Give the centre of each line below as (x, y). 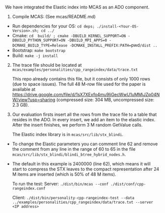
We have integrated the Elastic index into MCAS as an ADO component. (77, 7)
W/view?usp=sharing (34, 100)
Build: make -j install (35, 55)
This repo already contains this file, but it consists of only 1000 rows (81, 79)
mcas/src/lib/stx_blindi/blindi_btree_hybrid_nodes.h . (69, 154)
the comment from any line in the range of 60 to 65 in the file (74, 149)
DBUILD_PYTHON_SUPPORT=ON (39, 40)
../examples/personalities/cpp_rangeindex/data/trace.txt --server (82, 202)
